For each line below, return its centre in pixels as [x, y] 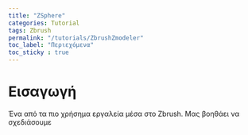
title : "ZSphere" [37, 15]
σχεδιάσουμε [30, 122]
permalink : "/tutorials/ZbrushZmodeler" [76, 38]
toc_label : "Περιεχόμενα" [51, 45]
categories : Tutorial [44, 23]
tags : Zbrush [30, 30]
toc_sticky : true [39, 52]
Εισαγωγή [43, 92]
